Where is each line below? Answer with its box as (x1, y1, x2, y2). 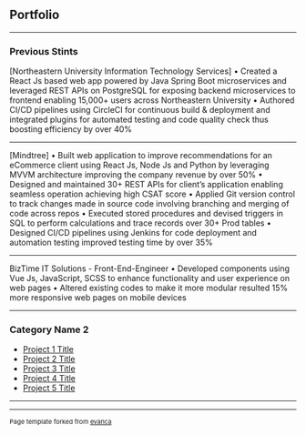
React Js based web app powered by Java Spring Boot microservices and (9, 76, 287, 86)
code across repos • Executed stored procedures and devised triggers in (9, 208, 284, 219)
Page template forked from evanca (9, 418, 112, 427)
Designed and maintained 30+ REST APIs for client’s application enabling (9, 179, 284, 190)
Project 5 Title (22, 382, 76, 394)
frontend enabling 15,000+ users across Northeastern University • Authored (9, 95, 295, 106)
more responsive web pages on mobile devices (9, 292, 187, 303)
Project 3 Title (22, 363, 76, 374)
